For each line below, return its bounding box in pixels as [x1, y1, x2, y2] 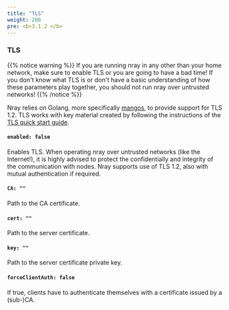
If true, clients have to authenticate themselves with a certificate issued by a [7, 288, 223, 296]
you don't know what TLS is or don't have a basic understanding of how [7, 75, 210, 84]
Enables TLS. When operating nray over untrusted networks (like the [7, 147, 201, 156]
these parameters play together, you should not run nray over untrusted [7, 83, 209, 91]
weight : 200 [7, 16, 41, 23]
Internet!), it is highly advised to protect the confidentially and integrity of [7, 155, 214, 163]
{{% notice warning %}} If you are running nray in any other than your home [7, 61, 222, 69]
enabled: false [7, 134, 51, 141]
